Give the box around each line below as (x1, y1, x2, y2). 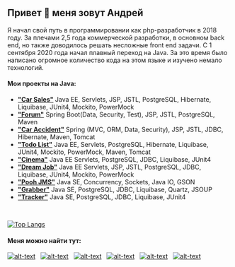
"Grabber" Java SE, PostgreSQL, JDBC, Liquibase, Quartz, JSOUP (17, 185, 212, 194)
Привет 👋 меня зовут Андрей (7, 7, 144, 19)
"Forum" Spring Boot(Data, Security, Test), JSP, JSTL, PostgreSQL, (17, 110, 215, 119)
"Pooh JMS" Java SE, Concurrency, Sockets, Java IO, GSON (17, 178, 195, 186)
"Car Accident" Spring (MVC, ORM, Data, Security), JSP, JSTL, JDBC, (17, 125, 224, 134)
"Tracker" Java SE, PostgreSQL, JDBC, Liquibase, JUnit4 (17, 193, 186, 201)
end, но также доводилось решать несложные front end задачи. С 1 (7, 40, 212, 49)
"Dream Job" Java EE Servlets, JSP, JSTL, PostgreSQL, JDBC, (17, 163, 202, 172)
